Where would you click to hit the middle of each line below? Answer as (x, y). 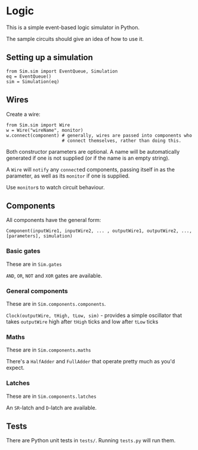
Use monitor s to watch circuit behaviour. (55, 187)
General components (37, 291)
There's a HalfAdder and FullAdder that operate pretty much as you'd (91, 362)
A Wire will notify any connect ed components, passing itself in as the (90, 169)
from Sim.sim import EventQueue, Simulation (62, 71)
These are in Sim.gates (34, 264)
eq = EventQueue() (29, 76)
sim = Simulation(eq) (33, 81)
